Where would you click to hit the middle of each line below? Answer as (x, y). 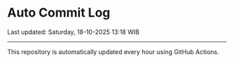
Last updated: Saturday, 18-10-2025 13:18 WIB (73, 32)
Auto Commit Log (59, 13)
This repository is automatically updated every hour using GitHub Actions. (113, 52)
